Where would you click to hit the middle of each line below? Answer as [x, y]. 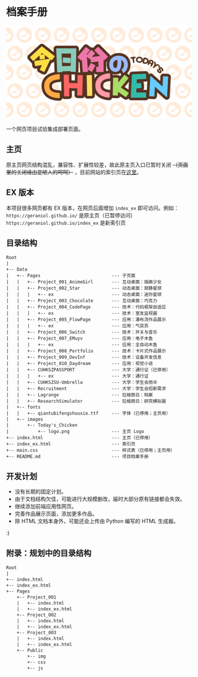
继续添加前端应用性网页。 [46, 506]
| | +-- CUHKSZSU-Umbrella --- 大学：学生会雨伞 [82, 383]
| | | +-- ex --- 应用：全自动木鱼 [82, 345]
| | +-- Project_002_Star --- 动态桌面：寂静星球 [84, 288]
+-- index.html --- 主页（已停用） [80, 438]
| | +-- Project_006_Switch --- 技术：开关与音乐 [82, 332]
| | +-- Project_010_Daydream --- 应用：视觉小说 [80, 364]
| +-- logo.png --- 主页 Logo [75, 432]
